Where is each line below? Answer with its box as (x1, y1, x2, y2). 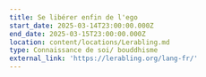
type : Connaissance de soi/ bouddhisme (9, 46, 159, 55)
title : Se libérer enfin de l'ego (9, 12, 139, 22)
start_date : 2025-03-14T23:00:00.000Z (9, 21, 154, 30)
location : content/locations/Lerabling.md (9, 37, 170, 47)
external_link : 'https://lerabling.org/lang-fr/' (9, 54, 199, 63)
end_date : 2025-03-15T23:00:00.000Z (9, 29, 146, 38)
